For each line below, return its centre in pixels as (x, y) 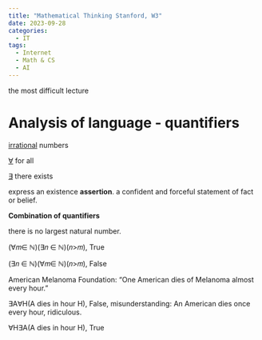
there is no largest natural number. (65, 231)
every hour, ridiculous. (45, 312)
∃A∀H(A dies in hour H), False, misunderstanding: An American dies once (129, 303)
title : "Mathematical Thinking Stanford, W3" (85, 16)
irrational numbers (39, 145)
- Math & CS (36, 61)
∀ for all (21, 160)
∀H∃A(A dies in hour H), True (56, 327)
